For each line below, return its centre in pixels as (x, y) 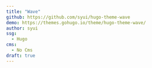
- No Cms (22, 50)
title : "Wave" (24, 12)
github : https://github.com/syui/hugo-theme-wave (68, 17)
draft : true (21, 56)
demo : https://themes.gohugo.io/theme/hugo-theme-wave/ (76, 22)
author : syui (22, 28)
